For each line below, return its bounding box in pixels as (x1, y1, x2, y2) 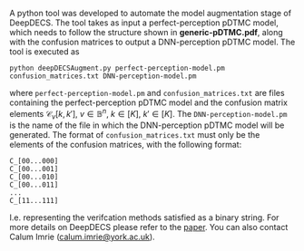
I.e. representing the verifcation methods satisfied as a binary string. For (9, 212, 279, 223)
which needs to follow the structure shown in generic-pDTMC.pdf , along (9, 27, 283, 37)
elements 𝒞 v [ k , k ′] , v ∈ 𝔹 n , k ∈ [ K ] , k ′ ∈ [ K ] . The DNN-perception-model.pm (9, 107, 288, 121)
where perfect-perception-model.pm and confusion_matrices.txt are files (9, 88, 285, 98)
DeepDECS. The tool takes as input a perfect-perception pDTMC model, (9, 17, 279, 28)
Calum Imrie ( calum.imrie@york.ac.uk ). (9, 231, 156, 243)
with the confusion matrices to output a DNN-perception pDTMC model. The (9, 36, 296, 47)
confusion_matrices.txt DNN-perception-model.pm (9, 72, 197, 81)
